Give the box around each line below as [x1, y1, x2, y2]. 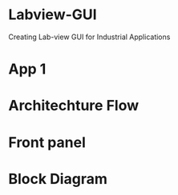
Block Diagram [8, 169, 108, 188]
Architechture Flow [8, 97, 140, 115]
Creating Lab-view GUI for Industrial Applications [8, 32, 171, 42]
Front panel [8, 133, 86, 151]
